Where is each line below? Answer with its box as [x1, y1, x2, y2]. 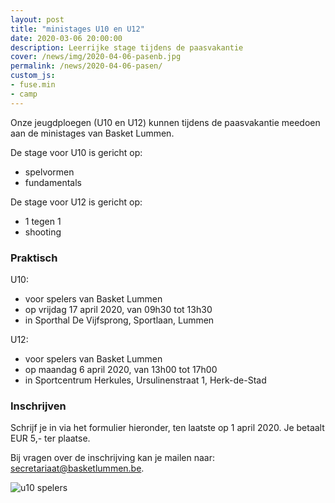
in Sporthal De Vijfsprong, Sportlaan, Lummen [24, 314, 215, 326]
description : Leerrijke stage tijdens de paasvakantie [10, 42, 244, 53]
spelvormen [24, 166, 75, 178]
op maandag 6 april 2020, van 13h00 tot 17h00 [24, 363, 218, 375]
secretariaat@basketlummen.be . [10, 462, 145, 475]
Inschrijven [10, 399, 67, 413]
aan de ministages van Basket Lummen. [10, 127, 175, 139]
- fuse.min [10, 80, 56, 90]
